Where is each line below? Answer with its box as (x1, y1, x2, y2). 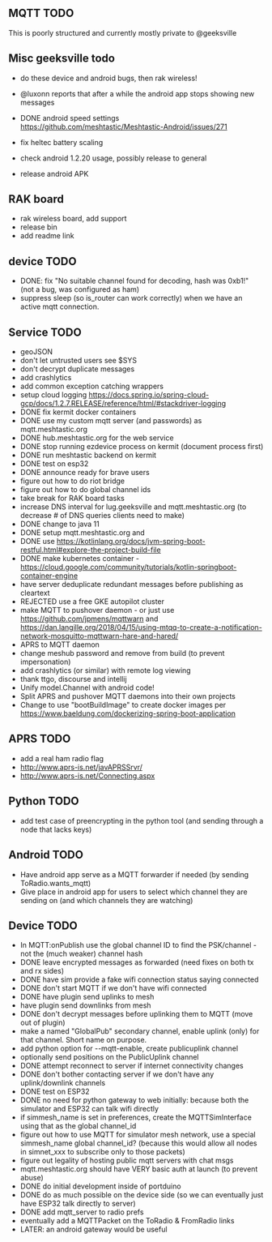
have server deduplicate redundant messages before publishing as (19, 580, 244, 589)
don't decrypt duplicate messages (19, 364, 135, 374)
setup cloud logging (19, 390, 87, 400)
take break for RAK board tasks (19, 494, 125, 503)
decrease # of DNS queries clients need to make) (19, 511, 185, 520)
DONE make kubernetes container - (19, 554, 140, 563)
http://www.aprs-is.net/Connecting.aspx (19, 770, 155, 781)
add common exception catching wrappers (19, 381, 164, 392)
